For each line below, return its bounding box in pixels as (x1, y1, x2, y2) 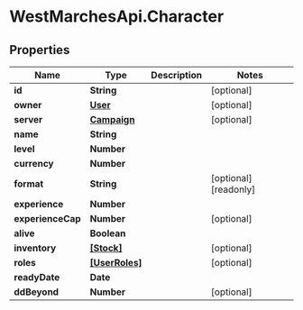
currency (14, 158, 54, 169)
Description (151, 69, 203, 81)
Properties (9, 42, 70, 58)
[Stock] (89, 242, 123, 254)
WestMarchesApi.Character (9, 6, 225, 27)
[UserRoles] (89, 257, 142, 269)
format (14, 178, 44, 190)
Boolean (89, 227, 126, 240)
